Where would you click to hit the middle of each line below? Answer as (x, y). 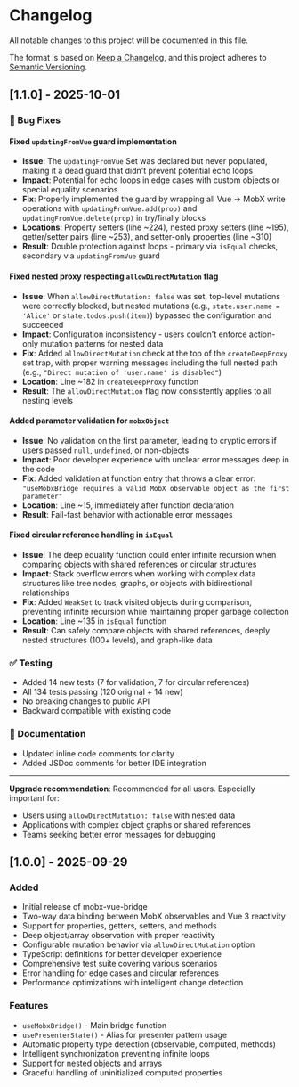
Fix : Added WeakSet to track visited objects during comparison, (137, 602)
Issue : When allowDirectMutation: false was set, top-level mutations (151, 296)
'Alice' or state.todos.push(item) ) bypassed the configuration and (147, 315)
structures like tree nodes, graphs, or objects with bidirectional (137, 584)
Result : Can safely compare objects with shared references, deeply (146, 631)
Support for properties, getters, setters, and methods (119, 926)
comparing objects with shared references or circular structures (139, 564)
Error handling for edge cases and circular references (121, 973)
